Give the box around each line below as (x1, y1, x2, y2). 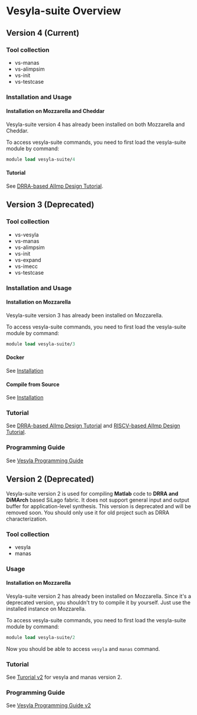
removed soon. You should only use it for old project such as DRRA (6, 509, 170, 516)
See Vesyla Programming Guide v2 (6, 702, 91, 709)
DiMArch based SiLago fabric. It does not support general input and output (6, 496, 189, 503)
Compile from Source (6, 380, 60, 388)
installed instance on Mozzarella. (6, 605, 86, 612)
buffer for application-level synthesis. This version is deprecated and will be (6, 502, 191, 509)
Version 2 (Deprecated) (6, 474, 95, 484)
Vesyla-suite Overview (6, 4, 121, 18)
